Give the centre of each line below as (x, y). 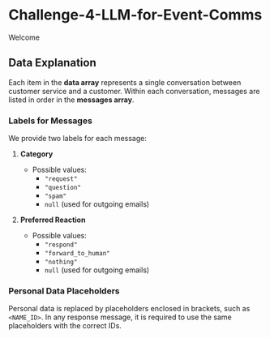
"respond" (61, 245)
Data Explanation (52, 63)
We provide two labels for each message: (78, 139)
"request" (61, 179)
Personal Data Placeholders (64, 291)
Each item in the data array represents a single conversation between (125, 82)
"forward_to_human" (77, 254)
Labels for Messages (51, 121)
